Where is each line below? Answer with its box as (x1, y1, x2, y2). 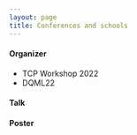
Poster (9, 117, 34, 128)
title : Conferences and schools (9, 21, 128, 30)
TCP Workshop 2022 (21, 68, 99, 79)
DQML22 (21, 77, 56, 88)
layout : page (9, 12, 57, 22)
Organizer (9, 49, 47, 59)
